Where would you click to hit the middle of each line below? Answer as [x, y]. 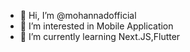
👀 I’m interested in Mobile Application [96, 26]
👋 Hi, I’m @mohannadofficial [78, 15]
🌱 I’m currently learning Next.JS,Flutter [100, 36]
